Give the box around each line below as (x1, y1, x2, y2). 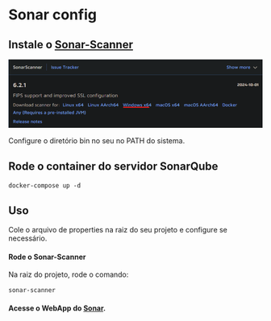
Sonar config (8, 6, 97, 24)
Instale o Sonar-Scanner (8, 38, 133, 51)
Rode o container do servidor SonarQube (8, 159, 219, 173)
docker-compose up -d (8, 182, 81, 190)
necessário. (8, 233, 48, 243)
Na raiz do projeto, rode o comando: (8, 270, 129, 279)
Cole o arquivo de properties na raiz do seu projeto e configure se (8, 225, 228, 234)
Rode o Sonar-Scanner (8, 252, 86, 261)
